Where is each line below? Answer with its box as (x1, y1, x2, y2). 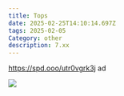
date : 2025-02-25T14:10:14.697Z (8, 19, 116, 27)
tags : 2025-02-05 (8, 26, 66, 34)
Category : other (8, 34, 62, 42)
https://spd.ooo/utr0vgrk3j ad (8, 63, 106, 73)
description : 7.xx (8, 42, 70, 50)
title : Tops (8, 11, 48, 20)
